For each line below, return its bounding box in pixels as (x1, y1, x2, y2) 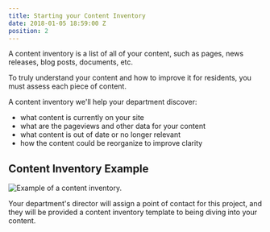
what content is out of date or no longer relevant (19, 130, 181, 139)
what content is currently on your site (19, 113, 145, 122)
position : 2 (8, 27, 48, 35)
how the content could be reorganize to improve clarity (19, 139, 203, 148)
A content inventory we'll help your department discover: (8, 97, 197, 107)
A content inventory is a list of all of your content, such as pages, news (8, 49, 244, 59)
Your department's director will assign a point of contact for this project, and (8, 199, 262, 209)
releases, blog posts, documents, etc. (8, 57, 134, 67)
